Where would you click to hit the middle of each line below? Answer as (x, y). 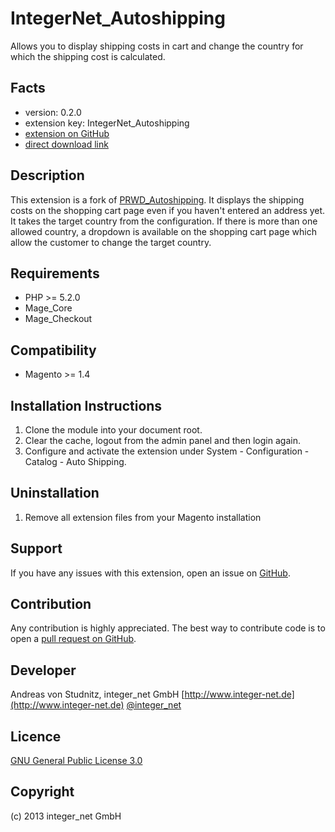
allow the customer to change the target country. (111, 242)
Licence (36, 736)
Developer (43, 670)
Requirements (55, 273)
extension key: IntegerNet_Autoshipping (107, 123)
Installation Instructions (86, 405)
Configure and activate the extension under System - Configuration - (167, 451)
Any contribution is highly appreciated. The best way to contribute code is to (168, 628)
